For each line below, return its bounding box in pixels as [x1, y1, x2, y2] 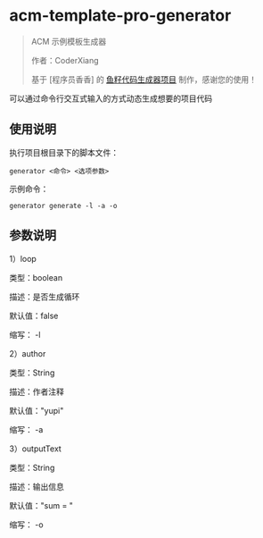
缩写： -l [9, 329, 41, 340]
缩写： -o [9, 519, 44, 530]
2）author [9, 348, 46, 358]
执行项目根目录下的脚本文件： [9, 147, 119, 157]
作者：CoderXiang [30, 55, 100, 65]
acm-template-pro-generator [9, 5, 232, 26]
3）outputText [9, 443, 62, 454]
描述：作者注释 [9, 386, 64, 397]
